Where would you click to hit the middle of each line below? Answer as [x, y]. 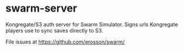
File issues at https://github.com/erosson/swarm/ [65, 42]
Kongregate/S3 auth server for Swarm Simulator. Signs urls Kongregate [92, 24]
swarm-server [41, 8]
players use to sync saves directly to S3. [54, 30]
